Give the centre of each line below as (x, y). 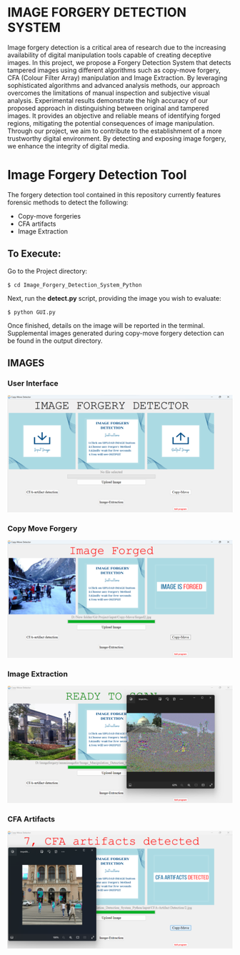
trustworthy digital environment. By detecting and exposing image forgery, (117, 138)
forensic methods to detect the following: (68, 202)
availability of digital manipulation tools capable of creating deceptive (110, 55)
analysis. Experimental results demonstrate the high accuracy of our (108, 100)
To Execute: (34, 254)
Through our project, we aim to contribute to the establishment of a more (115, 131)
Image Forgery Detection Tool (97, 175)
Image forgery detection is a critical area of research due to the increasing (117, 47)
